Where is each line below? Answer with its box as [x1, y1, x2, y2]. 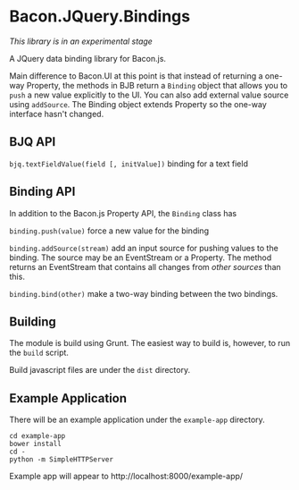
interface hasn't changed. [9, 108, 104, 119]
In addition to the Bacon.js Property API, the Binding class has [9, 207, 237, 218]
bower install [9, 440, 62, 449]
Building [9, 314, 56, 329]
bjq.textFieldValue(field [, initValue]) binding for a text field [9, 158, 248, 169]
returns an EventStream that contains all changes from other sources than [9, 261, 281, 272]
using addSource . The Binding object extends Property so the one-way [9, 98, 268, 109]
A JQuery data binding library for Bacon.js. [9, 53, 167, 63]
